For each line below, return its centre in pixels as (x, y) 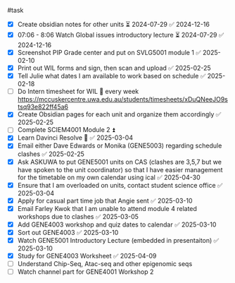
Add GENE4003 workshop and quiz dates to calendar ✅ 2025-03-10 (117, 224)
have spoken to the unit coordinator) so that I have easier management (120, 169)
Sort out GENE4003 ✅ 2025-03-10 (68, 232)
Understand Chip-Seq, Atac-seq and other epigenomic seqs (105, 264)
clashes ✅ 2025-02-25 (51, 154)
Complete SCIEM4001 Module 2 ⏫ (66, 130)
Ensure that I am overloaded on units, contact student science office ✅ (120, 185)
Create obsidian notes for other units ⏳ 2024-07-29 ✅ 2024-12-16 (113, 24)
